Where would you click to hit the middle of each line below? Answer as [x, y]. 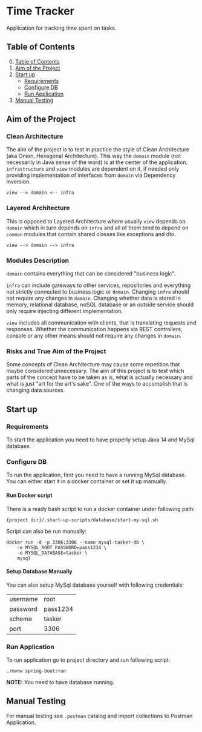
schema [21, 619]
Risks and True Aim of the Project [56, 351]
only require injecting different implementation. [64, 311]
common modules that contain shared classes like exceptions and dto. [91, 234]
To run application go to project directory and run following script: [88, 660]
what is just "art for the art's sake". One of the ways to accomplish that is [97, 384]
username [24, 599]
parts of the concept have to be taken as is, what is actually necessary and [99, 377]
